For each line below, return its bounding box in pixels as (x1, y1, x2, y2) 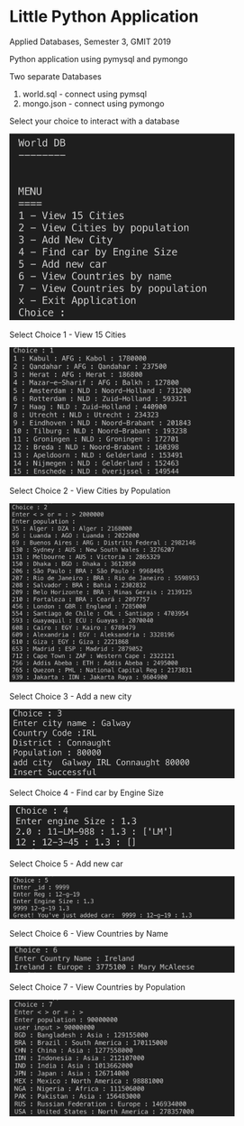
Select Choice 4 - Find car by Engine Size (9, 787, 164, 798)
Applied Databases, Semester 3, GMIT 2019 (9, 36, 171, 47)
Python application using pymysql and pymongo (9, 53, 188, 64)
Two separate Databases (9, 70, 102, 82)
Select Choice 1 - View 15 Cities (9, 329, 127, 340)
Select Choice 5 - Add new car (9, 858, 123, 869)
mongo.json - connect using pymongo (22, 97, 165, 109)
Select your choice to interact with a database (9, 115, 180, 126)
